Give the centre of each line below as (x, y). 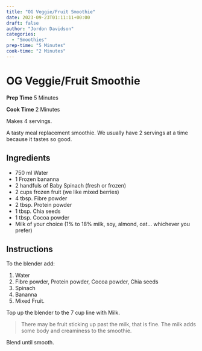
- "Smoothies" (29, 40)
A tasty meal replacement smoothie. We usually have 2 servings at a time (97, 133)
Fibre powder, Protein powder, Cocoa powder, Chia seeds (87, 282)
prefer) (24, 230)
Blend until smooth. (30, 343)
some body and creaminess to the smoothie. (76, 331)
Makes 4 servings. (29, 121)
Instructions (30, 249)
